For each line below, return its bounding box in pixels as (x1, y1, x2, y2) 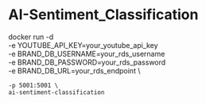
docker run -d (8, 32, 54, 42)
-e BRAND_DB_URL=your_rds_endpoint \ (8, 65, 141, 75)
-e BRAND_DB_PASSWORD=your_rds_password (8, 57, 166, 67)
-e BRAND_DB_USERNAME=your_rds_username (8, 49, 165, 58)
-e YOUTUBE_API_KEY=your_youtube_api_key (8, 40, 158, 50)
